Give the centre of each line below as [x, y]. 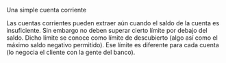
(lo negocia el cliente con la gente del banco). [71, 52]
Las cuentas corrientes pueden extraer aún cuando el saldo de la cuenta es [113, 23]
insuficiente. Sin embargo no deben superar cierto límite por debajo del [107, 30]
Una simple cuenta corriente [47, 10]
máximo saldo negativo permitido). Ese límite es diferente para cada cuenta [113, 45]
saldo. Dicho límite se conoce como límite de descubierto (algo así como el [112, 38]
